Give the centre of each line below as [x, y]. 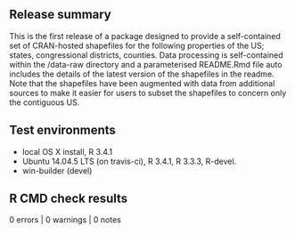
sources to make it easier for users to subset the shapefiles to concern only [148, 93]
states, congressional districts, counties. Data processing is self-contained [146, 55]
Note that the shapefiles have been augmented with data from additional [142, 83]
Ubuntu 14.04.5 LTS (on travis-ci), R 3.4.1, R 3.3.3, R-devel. [129, 161]
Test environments [62, 130]
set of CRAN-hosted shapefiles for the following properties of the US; [137, 45]
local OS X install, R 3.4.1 [67, 151]
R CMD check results [69, 199]
